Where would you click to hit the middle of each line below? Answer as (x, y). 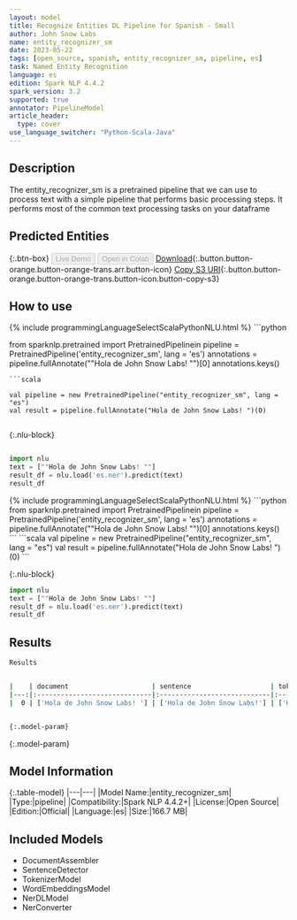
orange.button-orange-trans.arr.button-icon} (91, 269)
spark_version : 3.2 (45, 91)
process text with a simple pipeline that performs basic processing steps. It (146, 199)
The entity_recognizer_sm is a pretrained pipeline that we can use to (133, 189)
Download (174, 258)
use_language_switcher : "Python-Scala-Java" (92, 133)
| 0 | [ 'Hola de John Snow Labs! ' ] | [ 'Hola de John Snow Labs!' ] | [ (146, 703)
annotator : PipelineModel (57, 108)
